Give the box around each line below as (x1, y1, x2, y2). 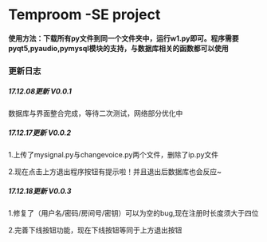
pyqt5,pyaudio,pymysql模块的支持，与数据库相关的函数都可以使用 (8, 43, 229, 53)
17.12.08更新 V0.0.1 (8, 86, 72, 97)
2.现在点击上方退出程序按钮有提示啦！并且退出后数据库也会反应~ (8, 166, 222, 177)
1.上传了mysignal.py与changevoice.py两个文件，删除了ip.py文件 (8, 149, 219, 159)
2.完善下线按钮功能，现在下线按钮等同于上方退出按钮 (8, 225, 183, 235)
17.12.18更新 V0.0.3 (8, 186, 72, 196)
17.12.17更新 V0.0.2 (8, 128, 72, 137)
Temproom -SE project (8, 6, 161, 24)
